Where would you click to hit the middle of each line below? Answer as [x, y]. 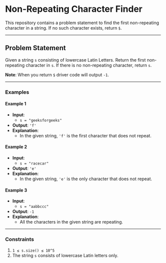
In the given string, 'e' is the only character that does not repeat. [86, 179]
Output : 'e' [24, 168]
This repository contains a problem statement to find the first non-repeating [82, 23]
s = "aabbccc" [34, 207]
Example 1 [16, 104]
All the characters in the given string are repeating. [71, 222]
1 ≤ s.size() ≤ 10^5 [33, 250]
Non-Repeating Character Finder [74, 9]
